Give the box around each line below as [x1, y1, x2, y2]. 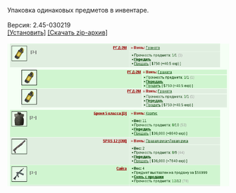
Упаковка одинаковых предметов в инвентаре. [7, 6, 149, 14]
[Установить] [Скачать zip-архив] [7, 28, 108, 36]
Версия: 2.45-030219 [7, 21, 71, 29]
